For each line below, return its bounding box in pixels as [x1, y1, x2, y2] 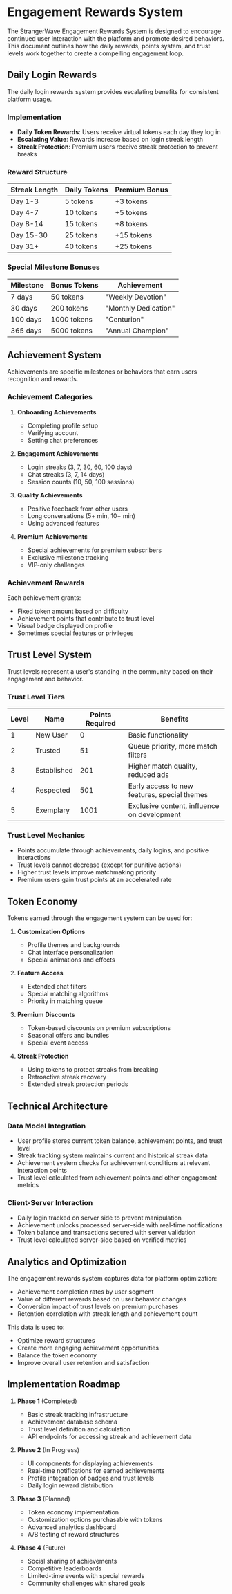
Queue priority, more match [128, 742, 217, 751]
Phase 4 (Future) [17, 1543, 66, 1552]
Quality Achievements [17, 491, 83, 499]
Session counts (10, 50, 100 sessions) [27, 477, 135, 486]
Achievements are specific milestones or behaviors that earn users [7, 367, 197, 376]
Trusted [35, 746, 61, 755]
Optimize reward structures [17, 1337, 95, 1345]
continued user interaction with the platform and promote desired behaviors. [7, 34, 224, 42]
